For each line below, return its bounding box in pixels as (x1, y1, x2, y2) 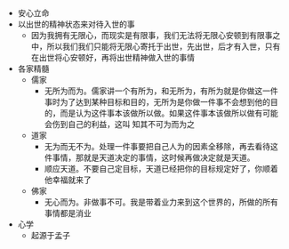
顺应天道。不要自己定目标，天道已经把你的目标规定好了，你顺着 (44, 164, 278, 173)
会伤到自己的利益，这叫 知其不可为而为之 (44, 119, 196, 129)
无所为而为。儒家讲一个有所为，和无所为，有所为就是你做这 (44, 85, 263, 96)
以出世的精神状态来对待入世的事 (17, 19, 135, 29)
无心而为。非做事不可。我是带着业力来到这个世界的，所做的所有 (44, 197, 278, 207)
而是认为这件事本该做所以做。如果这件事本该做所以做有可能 (60, 108, 278, 118)
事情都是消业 (44, 208, 92, 218)
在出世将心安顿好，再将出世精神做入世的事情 (30, 52, 196, 62)
